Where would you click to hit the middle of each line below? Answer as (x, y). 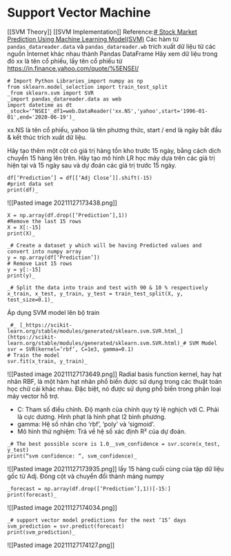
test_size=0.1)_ (30, 300)
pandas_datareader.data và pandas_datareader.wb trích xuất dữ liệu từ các (111, 46)
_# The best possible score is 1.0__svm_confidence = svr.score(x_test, (114, 444)
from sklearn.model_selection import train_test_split (88, 87)
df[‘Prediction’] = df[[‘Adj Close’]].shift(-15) (80, 178)
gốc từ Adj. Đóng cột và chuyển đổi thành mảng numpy (86, 476)
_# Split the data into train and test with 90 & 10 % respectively (108, 287)
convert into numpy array (44, 251)
